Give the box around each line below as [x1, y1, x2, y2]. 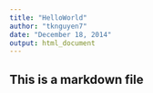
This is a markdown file [9, 71, 144, 87]
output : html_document [9, 38, 96, 48]
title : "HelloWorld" [9, 13, 88, 23]
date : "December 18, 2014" [9, 30, 112, 39]
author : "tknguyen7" [9, 22, 88, 31]
